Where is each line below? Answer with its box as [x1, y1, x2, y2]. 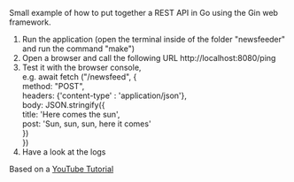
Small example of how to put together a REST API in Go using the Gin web [9, 8, 279, 18]
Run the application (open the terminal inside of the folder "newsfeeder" [21, 34, 286, 44]
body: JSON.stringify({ [21, 100, 105, 110]
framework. [9, 17, 51, 27]
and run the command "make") [21, 43, 135, 54]
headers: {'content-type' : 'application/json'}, [21, 90, 188, 101]
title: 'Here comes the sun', [21, 110, 120, 119]
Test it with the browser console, [21, 62, 142, 72]
